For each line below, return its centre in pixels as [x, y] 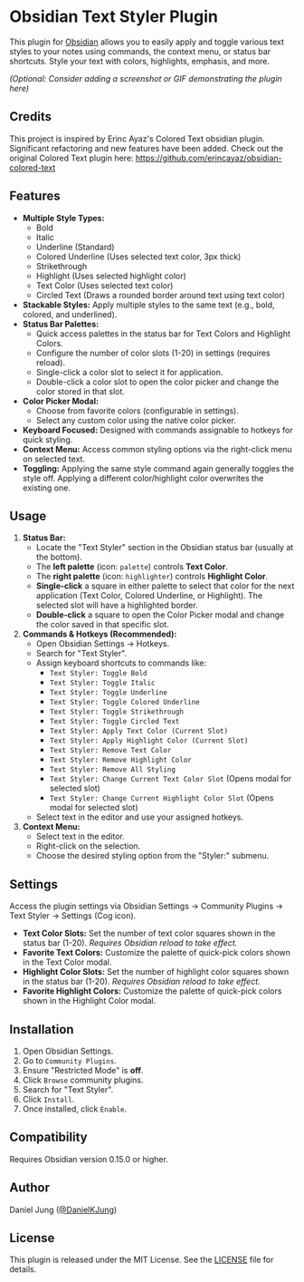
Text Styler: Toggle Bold [98, 674]
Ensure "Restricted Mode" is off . [83, 1070]
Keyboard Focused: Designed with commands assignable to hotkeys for [157, 430]
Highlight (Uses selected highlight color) [111, 276]
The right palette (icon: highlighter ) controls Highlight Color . [152, 577]
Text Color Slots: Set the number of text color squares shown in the [149, 933]
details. [23, 1269]
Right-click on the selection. [88, 846]
